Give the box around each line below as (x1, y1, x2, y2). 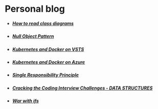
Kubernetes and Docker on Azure (12, 59, 85, 65)
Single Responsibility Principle (12, 72, 79, 78)
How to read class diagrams (12, 20, 74, 26)
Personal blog (5, 3, 65, 15)
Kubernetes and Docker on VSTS (12, 46, 84, 52)
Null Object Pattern (12, 33, 54, 39)
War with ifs (12, 98, 39, 104)
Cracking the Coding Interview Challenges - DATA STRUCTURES (12, 85, 153, 91)
